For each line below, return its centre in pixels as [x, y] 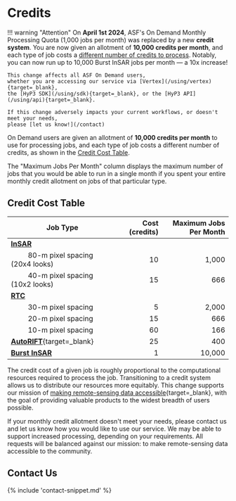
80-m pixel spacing [60, 255]
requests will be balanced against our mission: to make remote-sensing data [118, 443]
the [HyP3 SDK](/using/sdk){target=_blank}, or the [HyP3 [94, 94]
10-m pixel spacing [60, 330]
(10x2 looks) [32, 284]
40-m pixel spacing [60, 275]
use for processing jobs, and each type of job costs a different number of [113, 145]
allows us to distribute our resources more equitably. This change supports [116, 385]
